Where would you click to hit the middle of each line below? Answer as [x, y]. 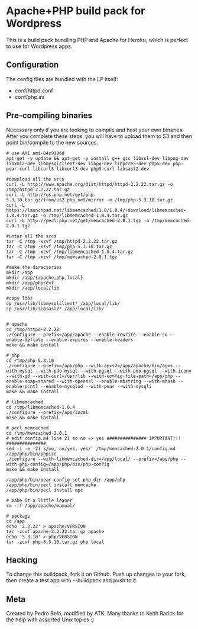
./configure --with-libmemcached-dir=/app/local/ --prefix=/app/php [92, 459]
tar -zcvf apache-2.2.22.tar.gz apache [55, 531]
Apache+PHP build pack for [76, 11]
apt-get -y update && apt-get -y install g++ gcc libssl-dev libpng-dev [98, 158]
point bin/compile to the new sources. [52, 142]
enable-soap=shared [30, 381]
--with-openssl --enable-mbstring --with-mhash [116, 381]
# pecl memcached [27, 428]
